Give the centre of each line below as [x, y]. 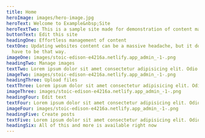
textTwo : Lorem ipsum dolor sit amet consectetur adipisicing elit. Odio [102, 69]
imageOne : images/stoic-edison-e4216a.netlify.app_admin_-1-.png [91, 57]
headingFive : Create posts [41, 114]
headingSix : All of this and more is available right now [81, 126]
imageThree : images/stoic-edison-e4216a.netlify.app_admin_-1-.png [94, 92]
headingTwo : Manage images [41, 63]
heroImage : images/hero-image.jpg [50, 18]
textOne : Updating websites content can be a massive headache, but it [99, 46]
